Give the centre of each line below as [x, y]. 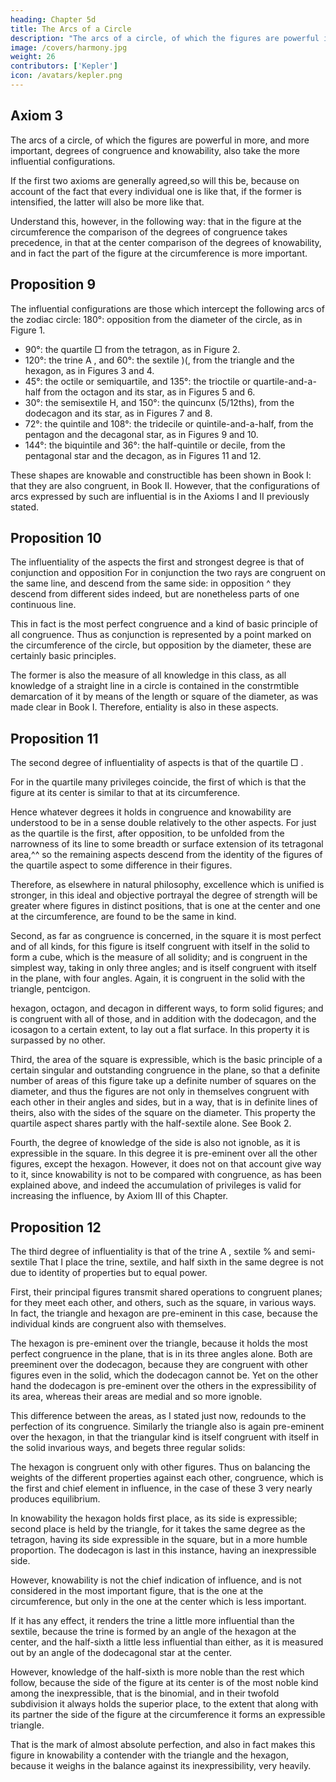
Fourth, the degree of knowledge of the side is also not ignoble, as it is [155, 1143]
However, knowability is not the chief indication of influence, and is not [156, 1580]
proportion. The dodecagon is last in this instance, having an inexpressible [163, 1550]
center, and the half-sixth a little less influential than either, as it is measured [167, 1642]
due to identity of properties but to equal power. [109, 1272]
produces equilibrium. [55, 1498]
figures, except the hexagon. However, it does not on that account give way [166, 1164]
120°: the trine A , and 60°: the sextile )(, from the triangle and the [159, 360]
